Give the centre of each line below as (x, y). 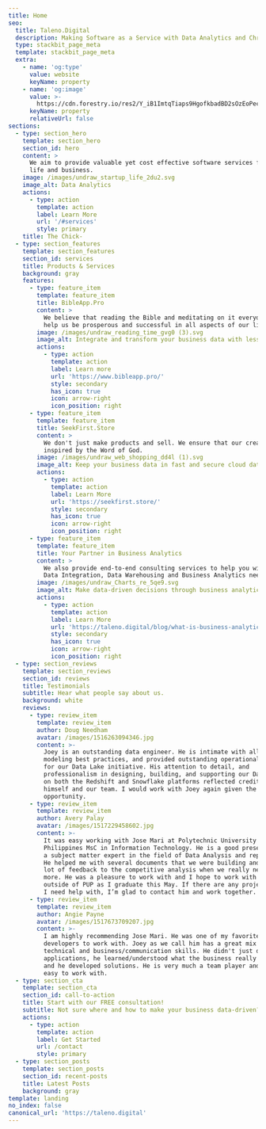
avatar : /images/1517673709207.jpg (95, 921)
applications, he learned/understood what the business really (150, 958)
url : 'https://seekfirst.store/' (105, 502)
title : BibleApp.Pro (70, 303)
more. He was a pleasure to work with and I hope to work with (150, 877)
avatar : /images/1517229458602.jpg (95, 826)
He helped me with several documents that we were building (144, 863)
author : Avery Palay (70, 818)
